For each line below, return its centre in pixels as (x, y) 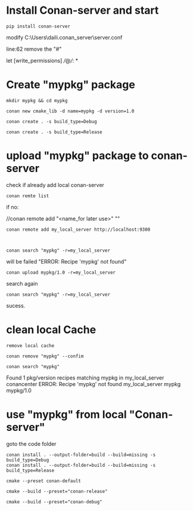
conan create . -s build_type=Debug (52, 121)
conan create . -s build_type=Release (54, 132)
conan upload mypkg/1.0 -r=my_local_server (61, 273)
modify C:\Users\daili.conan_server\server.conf (64, 37)
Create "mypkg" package (71, 85)
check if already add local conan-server (55, 185)
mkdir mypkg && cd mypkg (37, 100)
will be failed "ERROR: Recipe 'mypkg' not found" (66, 261)
